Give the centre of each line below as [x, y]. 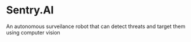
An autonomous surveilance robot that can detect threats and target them [96, 26]
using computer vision [33, 32]
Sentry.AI [30, 10]
